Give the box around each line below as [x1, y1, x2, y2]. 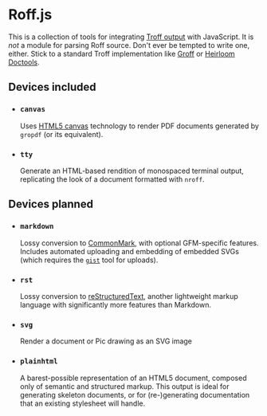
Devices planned [8, 198, 94, 211]
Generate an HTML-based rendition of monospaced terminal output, [19, 166, 245, 175]
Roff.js [8, 6, 53, 24]
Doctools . [8, 57, 40, 67]
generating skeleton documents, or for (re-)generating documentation [19, 390, 250, 399]
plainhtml [19, 357, 58, 366]
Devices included [8, 80, 97, 94]
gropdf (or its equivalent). [19, 129, 104, 139]
